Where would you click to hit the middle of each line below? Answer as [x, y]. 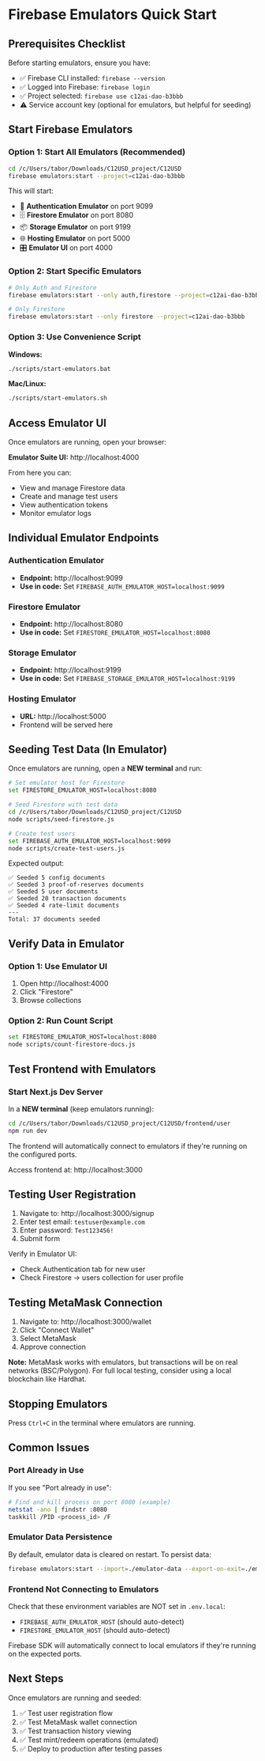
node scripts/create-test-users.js [67, 848]
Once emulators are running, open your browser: [88, 442]
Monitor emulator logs [56, 513]
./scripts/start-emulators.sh [58, 398]
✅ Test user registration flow [66, 1713]
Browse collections [50, 1000]
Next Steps [36, 1679]
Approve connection [53, 1347]
